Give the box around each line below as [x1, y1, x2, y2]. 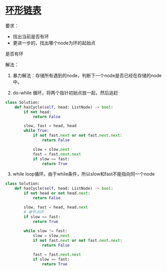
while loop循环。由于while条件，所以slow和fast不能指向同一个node [12, 171, 155, 177]
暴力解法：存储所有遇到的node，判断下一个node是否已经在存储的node [12, 72, 162, 78]
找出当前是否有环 [12, 33, 49, 39]
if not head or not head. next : [24, 191, 91, 196]
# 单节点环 [24, 209, 44, 215]
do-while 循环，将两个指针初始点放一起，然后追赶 [12, 89, 118, 96]
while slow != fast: [24, 229, 68, 234]
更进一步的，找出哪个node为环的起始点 [12, 39, 96, 46]
